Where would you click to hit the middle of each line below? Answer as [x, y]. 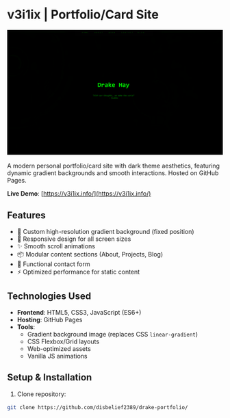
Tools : [26, 327]
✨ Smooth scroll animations [56, 246]
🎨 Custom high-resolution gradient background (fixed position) [105, 232]
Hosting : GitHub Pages [50, 319]
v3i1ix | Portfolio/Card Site [83, 15]
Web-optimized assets [59, 348]
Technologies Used [49, 296]
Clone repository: [41, 394]
